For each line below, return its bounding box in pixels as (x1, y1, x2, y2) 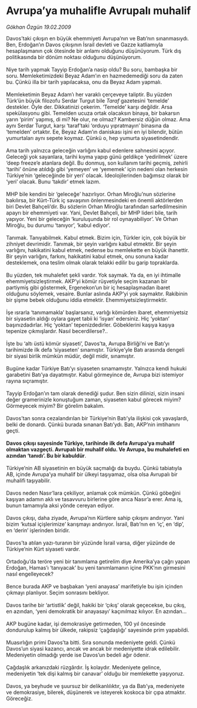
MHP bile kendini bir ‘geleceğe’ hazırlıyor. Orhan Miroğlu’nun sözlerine (6, 190, 176, 198)
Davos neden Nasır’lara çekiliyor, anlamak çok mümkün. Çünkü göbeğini (6, 489, 181, 496)
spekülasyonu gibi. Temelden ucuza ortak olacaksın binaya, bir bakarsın (6, 110, 180, 117)
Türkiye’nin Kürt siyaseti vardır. (6, 545, 81, 552)
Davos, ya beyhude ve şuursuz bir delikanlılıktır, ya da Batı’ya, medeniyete (6, 682, 185, 689)
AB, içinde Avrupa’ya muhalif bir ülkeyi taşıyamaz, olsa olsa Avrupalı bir (6, 471, 178, 478)
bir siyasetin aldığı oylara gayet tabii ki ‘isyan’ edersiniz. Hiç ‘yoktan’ (6, 315, 170, 322)
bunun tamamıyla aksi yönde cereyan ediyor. (6, 502, 114, 509)
